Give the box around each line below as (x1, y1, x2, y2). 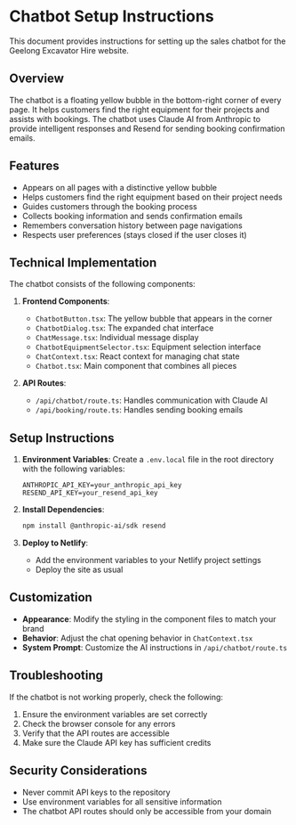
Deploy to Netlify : (21, 537, 89, 549)
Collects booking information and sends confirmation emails (21, 210, 243, 221)
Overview (9, 71, 65, 86)
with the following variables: (21, 463, 125, 474)
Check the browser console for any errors (21, 718, 176, 729)
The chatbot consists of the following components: (9, 279, 196, 290)
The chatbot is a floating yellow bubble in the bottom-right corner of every (9, 94, 282, 105)
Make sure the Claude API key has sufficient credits (21, 737, 212, 747)
